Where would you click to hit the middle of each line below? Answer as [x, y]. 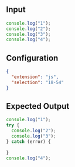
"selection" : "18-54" [38, 82]
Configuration [32, 58]
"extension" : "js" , [35, 77]
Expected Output [38, 106]
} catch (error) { [28, 141]
